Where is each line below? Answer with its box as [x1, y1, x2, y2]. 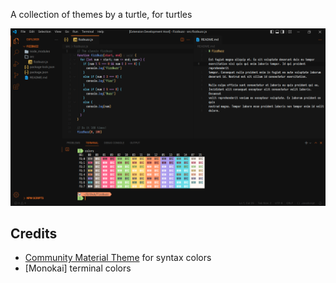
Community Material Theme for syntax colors [24, 252, 212, 264]
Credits [10, 225, 58, 242]
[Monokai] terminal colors [24, 262, 132, 274]
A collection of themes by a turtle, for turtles [10, 9, 193, 20]
